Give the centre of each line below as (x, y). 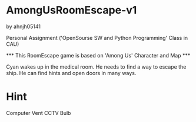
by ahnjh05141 (24, 26)
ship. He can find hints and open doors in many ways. (71, 73)
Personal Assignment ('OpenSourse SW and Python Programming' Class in (97, 38)
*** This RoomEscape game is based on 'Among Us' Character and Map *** (98, 55)
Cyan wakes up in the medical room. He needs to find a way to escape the (96, 67)
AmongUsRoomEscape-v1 (72, 10)
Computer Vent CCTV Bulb (39, 113)
